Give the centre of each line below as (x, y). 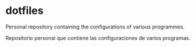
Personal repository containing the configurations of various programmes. (95, 27)
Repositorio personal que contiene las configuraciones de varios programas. (98, 38)
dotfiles (25, 11)
